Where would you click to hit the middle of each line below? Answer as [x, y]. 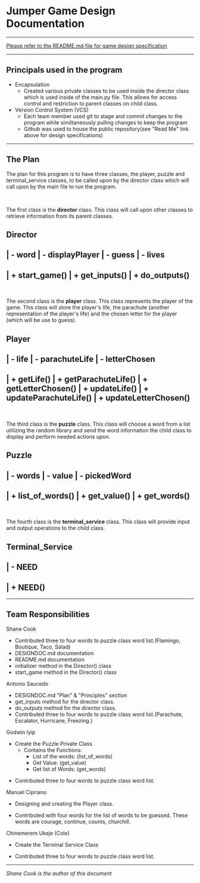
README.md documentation [49, 659]
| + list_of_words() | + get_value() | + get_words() [98, 496]
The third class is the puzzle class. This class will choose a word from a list [98, 424]
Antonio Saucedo [27, 683]
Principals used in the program [64, 70]
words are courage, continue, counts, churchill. [73, 822]
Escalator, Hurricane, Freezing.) [54, 720]
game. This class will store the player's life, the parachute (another [88, 308]
